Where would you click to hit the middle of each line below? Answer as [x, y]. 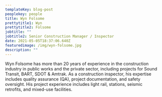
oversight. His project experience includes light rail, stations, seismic [74, 84]
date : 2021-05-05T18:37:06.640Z [38, 41]
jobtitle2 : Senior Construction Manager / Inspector [60, 37]
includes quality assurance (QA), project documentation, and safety [73, 79]
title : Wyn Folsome [25, 18]
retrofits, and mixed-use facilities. [39, 89]
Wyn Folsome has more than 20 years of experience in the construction [77, 64]
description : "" [21, 50]
